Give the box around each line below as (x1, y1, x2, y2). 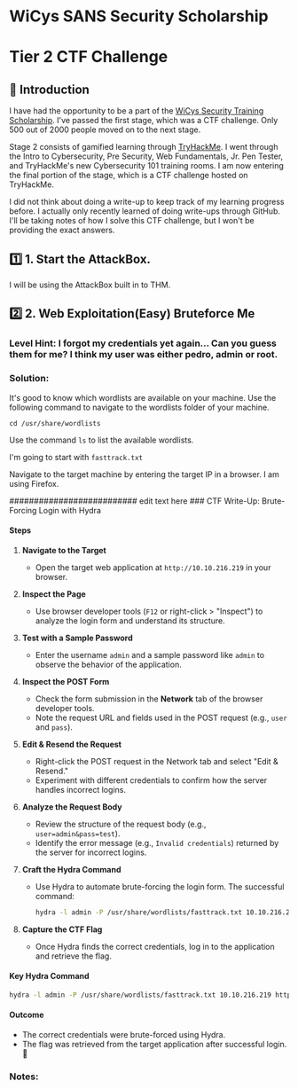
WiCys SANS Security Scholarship (9, 6, 269, 27)
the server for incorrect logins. (35, 847, 147, 858)
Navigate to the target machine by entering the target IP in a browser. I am (9, 468, 279, 480)
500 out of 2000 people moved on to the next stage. (9, 124, 201, 135)
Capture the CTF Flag (21, 924, 103, 935)
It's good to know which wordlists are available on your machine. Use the (9, 392, 277, 403)
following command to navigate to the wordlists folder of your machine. (9, 402, 270, 412)
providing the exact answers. (9, 224, 115, 236)
